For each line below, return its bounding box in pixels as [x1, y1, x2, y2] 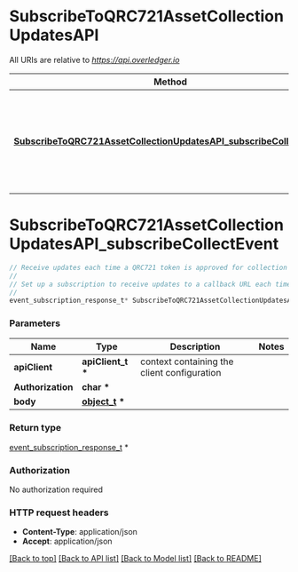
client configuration [140, 366, 222, 378]
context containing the [140, 355, 234, 368]
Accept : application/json [21, 536, 113, 547]
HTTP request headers [9, 506, 109, 519]
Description [169, 340, 221, 353]
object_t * [81, 395, 126, 408]
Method [153, 75, 188, 88]
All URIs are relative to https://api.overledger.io [9, 54, 180, 65]
